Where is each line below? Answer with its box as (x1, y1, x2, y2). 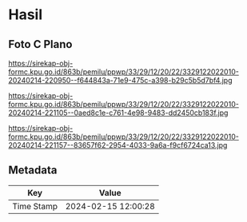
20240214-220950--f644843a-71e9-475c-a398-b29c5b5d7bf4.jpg (8, 76, 233, 85)
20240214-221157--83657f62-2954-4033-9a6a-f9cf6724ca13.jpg (8, 141, 228, 149)
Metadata (8, 164, 58, 177)
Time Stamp (12, 200, 58, 212)
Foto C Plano (8, 38, 73, 51)
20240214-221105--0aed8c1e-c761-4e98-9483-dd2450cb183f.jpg (8, 108, 229, 117)
